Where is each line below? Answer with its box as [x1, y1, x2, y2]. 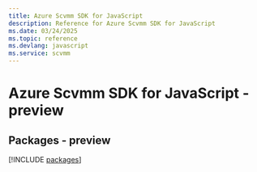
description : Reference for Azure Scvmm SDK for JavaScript [8, 19, 216, 27]
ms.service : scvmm [8, 49, 71, 57]
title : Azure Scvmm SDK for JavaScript [8, 11, 143, 20]
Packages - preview [8, 133, 111, 147]
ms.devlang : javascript [8, 42, 89, 50]
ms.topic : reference [8, 34, 79, 43]
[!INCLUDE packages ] [8, 155, 82, 164]
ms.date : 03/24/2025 [8, 27, 79, 35]
